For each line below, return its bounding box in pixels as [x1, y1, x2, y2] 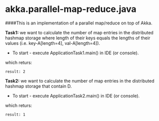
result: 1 [5, 112, 26, 117]
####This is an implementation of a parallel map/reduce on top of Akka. [5, 20, 153, 26]
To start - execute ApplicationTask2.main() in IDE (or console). [12, 93, 140, 99]
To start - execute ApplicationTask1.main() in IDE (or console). [12, 50, 139, 56]
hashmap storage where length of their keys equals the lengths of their [5, 35, 151, 41]
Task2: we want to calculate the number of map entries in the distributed [5, 78, 155, 84]
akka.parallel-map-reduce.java [5, 3, 137, 15]
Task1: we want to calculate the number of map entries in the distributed [5, 29, 154, 35]
